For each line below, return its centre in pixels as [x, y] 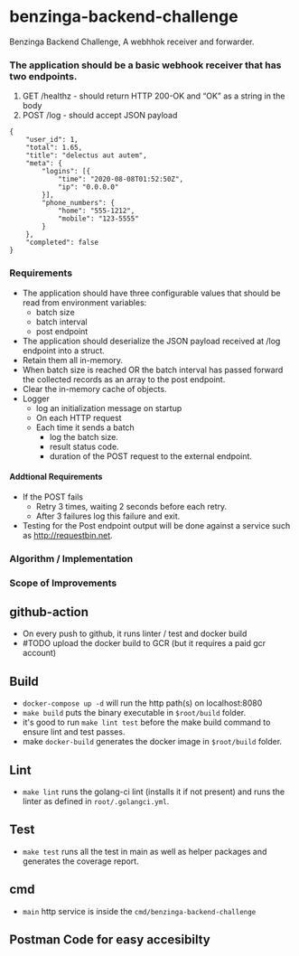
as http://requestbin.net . [67, 535]
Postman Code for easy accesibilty [110, 940]
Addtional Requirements [56, 477]
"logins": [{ [66, 172]
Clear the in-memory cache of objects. [94, 389]
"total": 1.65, [54, 148]
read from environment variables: [84, 302]
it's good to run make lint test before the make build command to [146, 722]
